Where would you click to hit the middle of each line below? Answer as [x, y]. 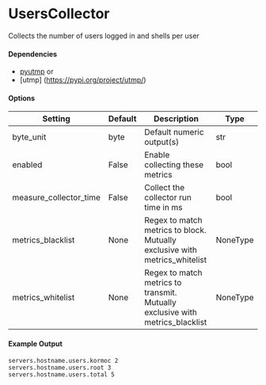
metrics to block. [175, 231]
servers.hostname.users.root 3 [60, 368]
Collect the [165, 188]
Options [22, 98]
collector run [168, 197]
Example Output [36, 343]
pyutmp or [36, 71]
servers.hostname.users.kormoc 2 [63, 360]
